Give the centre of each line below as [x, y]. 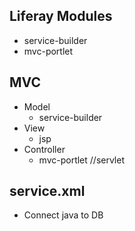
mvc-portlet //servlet [81, 160]
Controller [44, 149]
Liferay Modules [61, 16]
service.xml [47, 191]
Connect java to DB [63, 215]
